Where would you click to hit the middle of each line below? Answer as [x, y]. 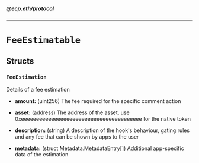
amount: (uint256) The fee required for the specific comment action [98, 101]
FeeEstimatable [44, 40]
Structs [20, 61]
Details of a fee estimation [38, 89]
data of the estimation [41, 154]
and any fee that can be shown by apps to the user [77, 136]
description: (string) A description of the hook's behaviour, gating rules [102, 130]
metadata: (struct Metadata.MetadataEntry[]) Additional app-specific [99, 148]
